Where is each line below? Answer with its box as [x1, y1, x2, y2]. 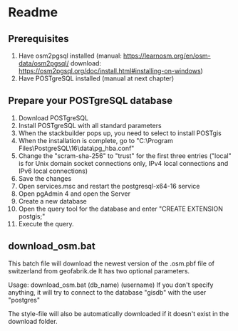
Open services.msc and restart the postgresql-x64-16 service [18, 182, 200, 190]
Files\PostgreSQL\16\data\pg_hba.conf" [18, 144, 135, 152]
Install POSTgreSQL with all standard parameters [18, 121, 162, 130]
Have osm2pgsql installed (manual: [18, 51, 122, 60]
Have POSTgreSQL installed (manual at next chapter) [18, 74, 174, 83]
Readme [8, 4, 58, 21]
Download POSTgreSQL [18, 113, 88, 122]
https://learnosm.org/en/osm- [123, 51, 211, 60]
